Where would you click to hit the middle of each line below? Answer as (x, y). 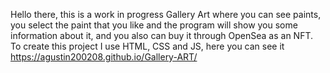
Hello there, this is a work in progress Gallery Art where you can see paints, (166, 14)
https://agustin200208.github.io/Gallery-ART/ (104, 57)
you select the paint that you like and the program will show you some (154, 25)
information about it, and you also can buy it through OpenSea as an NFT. (162, 35)
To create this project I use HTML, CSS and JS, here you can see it (147, 46)
